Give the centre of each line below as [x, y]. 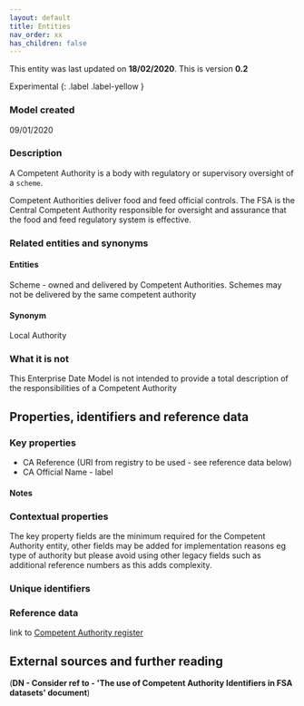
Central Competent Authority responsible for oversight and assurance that [148, 210]
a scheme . [26, 182]
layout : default [40, 18]
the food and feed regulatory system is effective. [101, 220]
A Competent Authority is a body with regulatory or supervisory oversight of [152, 172]
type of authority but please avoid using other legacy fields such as [135, 555]
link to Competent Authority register [76, 632]
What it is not [39, 359]
